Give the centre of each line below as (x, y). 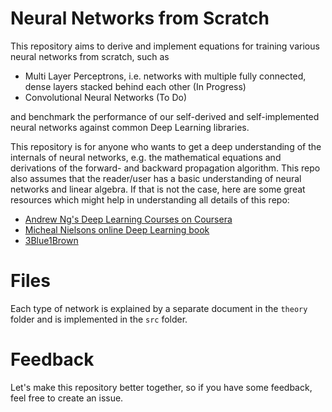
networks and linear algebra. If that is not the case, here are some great (158, 189)
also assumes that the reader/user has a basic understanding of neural (156, 178)
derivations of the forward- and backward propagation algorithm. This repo (165, 168)
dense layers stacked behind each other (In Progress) (135, 86)
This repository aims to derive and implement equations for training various (165, 46)
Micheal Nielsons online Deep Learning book (117, 229)
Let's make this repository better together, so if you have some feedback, (161, 387)
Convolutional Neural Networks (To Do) (105, 97)
